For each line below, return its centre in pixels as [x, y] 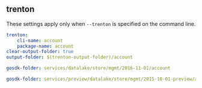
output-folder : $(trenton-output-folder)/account [70, 57]
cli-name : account [40, 40]
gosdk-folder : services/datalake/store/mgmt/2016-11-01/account [88, 68]
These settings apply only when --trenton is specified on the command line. [101, 24]
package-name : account [45, 46]
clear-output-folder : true [40, 52]
